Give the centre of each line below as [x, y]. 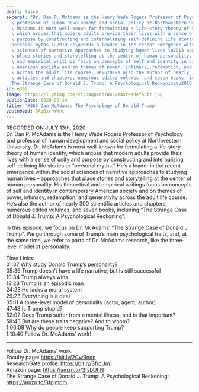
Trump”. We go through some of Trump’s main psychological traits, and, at [97, 234]
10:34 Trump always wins [37, 277]
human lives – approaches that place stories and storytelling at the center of [99, 178]
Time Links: [20, 258]
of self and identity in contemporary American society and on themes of [94, 191]
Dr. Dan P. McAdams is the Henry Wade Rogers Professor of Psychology [94, 134]
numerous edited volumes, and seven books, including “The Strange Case [97, 210]
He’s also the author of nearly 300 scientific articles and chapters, [87, 204]
